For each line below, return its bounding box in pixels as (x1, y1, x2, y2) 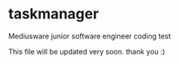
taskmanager (8, 5, 99, 23)
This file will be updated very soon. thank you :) (8, 46, 166, 56)
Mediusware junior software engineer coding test (8, 31, 171, 41)
